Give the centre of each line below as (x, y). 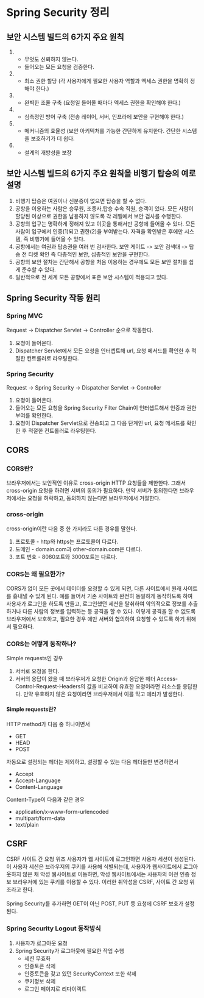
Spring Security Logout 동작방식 (54, 928)
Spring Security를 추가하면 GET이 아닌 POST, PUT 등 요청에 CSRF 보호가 (95, 904)
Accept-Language (38, 780)
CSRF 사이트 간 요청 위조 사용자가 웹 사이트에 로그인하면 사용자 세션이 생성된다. (101, 859)
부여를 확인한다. (34, 415)
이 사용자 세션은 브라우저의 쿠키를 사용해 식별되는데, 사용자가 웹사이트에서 (94, 867)
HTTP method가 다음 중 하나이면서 (48, 724)
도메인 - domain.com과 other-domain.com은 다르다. (79, 549)
